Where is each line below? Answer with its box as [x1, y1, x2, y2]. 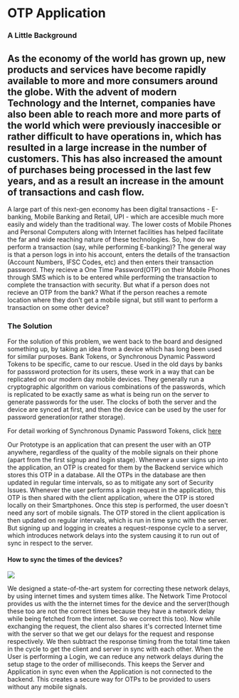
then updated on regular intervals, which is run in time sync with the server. [7, 516, 228, 525]
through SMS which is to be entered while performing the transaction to [7, 273, 218, 281]
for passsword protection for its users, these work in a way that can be [7, 368, 215, 376]
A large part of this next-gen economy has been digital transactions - [7, 204, 211, 213]
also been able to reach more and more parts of [7, 108, 221, 120]
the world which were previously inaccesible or [7, 119, 222, 131]
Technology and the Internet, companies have [7, 97, 216, 109]
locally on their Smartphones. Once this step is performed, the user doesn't [7, 501, 229, 510]
